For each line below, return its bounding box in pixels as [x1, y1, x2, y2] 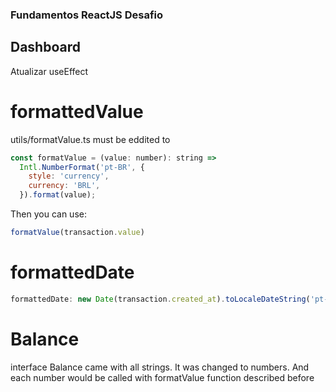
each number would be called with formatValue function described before [10, 371, 315, 383]
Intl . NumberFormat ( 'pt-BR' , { [19, 162, 145, 172]
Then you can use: [10, 208, 87, 220]
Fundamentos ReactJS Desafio [10, 8, 164, 22]
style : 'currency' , [28, 171, 110, 182]
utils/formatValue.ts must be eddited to [10, 133, 171, 145]
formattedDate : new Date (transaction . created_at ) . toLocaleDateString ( [10, 294, 311, 304]
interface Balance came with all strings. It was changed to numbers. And [10, 361, 310, 373]
